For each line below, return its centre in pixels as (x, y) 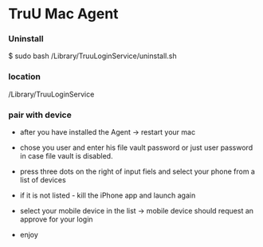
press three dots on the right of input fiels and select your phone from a (137, 171)
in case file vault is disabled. (66, 156)
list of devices (43, 180)
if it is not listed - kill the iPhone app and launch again (108, 195)
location (25, 76)
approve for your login (56, 219)
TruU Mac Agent (63, 14)
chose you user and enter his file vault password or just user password (136, 147)
